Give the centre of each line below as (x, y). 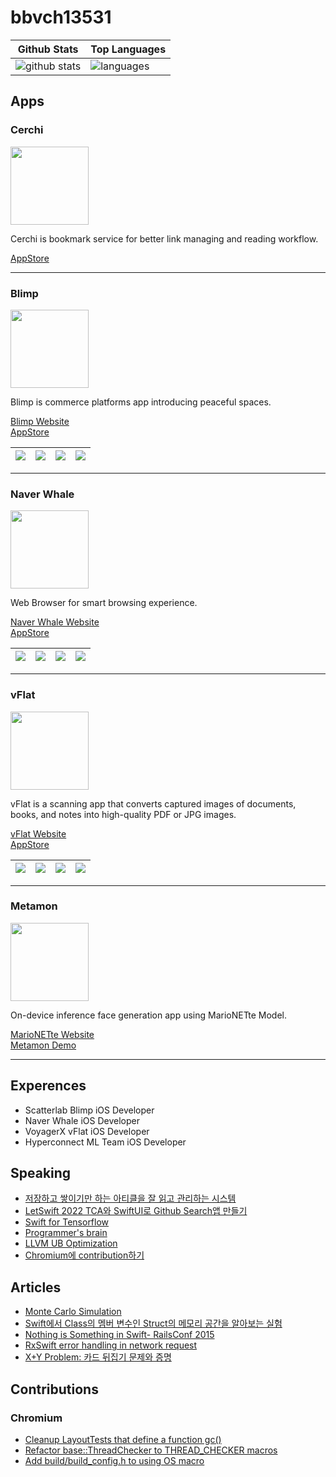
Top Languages (128, 49)
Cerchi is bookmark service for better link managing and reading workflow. (164, 238)
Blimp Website (40, 421)
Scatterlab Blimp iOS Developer (89, 1110)
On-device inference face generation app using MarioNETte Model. (149, 1015)
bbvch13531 (61, 17)
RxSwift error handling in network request (111, 1345)
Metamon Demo (43, 1045)
